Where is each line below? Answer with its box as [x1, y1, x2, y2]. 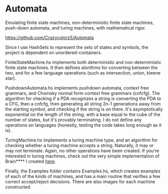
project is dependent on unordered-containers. [5, 49, 102, 55]
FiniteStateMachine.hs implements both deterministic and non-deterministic [5, 59, 161, 65]
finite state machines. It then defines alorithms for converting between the [5, 64, 158, 70]
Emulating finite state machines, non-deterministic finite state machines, [5, 19, 154, 25]
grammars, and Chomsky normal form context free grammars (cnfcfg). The [5, 90, 160, 96]
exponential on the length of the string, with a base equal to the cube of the [5, 111, 161, 117]
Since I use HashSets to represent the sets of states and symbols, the [5, 44, 148, 50]
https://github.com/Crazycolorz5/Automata [5, 34, 94, 40]
